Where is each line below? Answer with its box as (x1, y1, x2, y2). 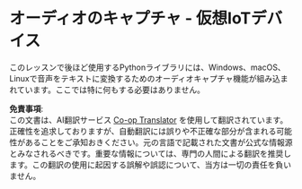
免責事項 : (9, 103, 44, 114)
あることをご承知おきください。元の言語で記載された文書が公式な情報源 (24, 136, 293, 148)
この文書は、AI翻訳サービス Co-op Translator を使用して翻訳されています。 (9, 114, 289, 125)
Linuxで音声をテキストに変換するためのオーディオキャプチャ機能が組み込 (9, 73, 280, 83)
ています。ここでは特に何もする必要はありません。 (16, 84, 205, 95)
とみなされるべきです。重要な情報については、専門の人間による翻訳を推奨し (9, 148, 292, 159)
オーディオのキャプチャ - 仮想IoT (9, 8, 252, 29)
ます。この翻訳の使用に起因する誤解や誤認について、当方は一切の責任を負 (9, 159, 284, 170)
